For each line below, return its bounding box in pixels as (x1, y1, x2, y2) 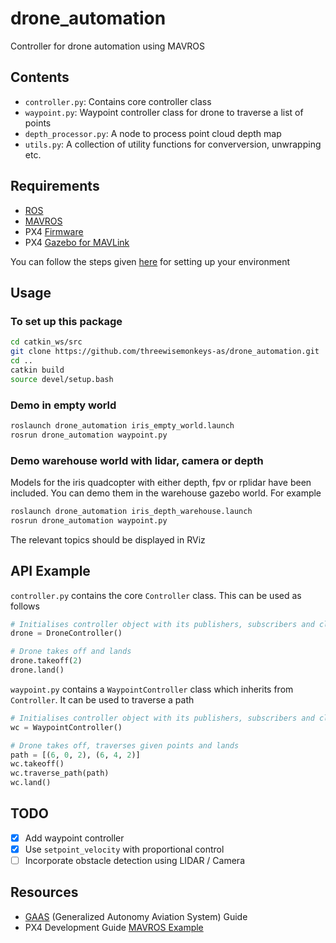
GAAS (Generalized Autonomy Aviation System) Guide (24, 910, 248, 922)
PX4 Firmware (24, 225, 84, 237)
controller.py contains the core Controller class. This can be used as (10, 589, 302, 601)
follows (10, 600, 40, 612)
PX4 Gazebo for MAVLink (24, 236, 130, 248)
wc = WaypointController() (10, 722, 123, 732)
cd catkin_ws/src (10, 337, 83, 347)
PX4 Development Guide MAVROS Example (24, 921, 204, 933)
